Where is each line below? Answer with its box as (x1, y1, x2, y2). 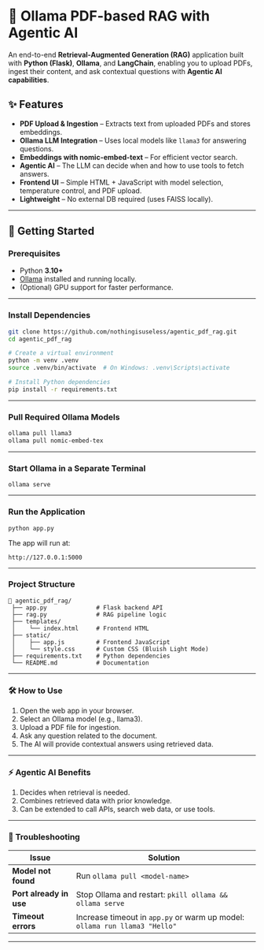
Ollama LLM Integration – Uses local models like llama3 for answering (19, 136, 247, 145)
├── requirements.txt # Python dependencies (11, 652, 170, 660)
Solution (148, 851, 181, 862)
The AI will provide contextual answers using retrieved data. (19, 740, 214, 749)
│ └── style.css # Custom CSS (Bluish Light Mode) (11, 645, 210, 653)
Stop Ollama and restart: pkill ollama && (75, 889, 228, 900)
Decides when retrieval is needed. (19, 788, 130, 797)
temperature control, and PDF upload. (19, 185, 142, 196)
